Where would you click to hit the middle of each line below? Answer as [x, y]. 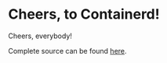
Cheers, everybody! [40, 36]
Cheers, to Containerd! [84, 14]
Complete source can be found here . [67, 51]
